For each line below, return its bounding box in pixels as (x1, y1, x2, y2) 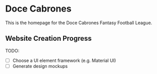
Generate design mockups (12, 63, 68, 69)
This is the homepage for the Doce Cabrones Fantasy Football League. (5, 20, 152, 26)
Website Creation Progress (5, 34, 92, 43)
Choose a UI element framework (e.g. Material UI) (12, 57, 116, 63)
